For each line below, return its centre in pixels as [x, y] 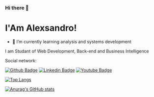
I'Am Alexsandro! [41, 28]
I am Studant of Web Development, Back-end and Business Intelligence [77, 51]
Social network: [21, 60]
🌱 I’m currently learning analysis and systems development [72, 42]
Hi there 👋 [17, 8]
